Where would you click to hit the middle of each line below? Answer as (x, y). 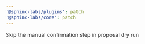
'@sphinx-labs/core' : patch (41, 17)
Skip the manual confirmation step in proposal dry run (72, 34)
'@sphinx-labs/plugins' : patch (45, 12)
